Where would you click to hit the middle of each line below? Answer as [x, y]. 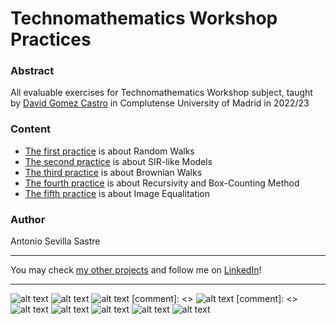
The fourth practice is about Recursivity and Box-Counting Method [162, 183]
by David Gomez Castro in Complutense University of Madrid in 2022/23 [160, 103]
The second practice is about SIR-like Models [118, 161]
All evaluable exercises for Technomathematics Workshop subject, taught [161, 93]
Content [31, 129]
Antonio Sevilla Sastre [55, 241]
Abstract [32, 71]
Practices [51, 39]
